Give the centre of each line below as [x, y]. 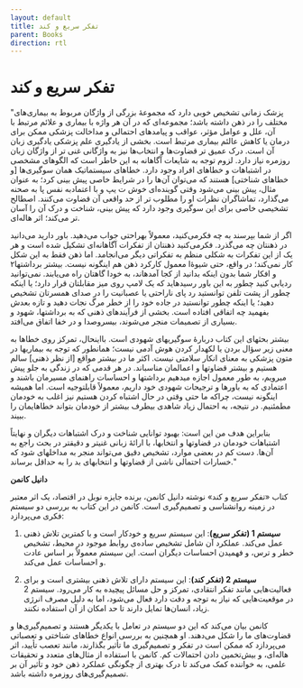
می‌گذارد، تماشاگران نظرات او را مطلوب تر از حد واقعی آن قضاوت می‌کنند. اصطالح [150, 198]
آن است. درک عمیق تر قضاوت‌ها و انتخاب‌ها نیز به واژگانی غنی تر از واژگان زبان [142, 151]
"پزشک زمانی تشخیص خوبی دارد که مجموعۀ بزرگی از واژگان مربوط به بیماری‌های [147, 113]
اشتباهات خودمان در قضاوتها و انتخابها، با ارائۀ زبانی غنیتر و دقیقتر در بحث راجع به [145, 443]
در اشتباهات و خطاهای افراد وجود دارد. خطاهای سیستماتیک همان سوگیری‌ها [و [141, 170]
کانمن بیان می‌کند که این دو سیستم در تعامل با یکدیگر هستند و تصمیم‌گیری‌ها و [139, 626]
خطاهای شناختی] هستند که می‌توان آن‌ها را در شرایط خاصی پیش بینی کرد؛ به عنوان [150, 179]
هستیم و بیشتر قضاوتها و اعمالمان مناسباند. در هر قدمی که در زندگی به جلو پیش [144, 368]
